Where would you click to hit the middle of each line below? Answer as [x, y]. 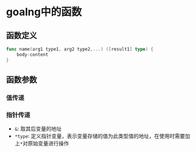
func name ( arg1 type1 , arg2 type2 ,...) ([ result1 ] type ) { [80, 49]
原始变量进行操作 [48, 143]
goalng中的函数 [44, 12]
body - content [33, 54]
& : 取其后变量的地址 [38, 129]
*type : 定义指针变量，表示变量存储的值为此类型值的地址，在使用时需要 [100, 136]
